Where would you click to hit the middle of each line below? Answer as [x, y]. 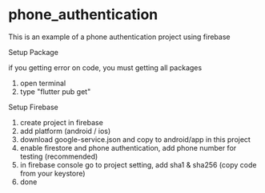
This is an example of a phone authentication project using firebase [119, 37]
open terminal [43, 83]
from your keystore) [52, 173]
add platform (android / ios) [65, 131]
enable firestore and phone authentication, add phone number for [128, 148]
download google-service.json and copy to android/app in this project [135, 139]
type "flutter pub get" [55, 91]
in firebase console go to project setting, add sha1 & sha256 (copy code [138, 164]
